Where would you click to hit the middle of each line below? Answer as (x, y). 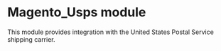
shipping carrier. (31, 39)
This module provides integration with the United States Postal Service (111, 32)
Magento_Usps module (77, 12)
